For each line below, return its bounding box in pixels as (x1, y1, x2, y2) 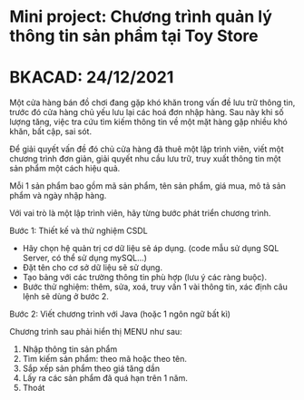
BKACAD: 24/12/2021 (9, 67, 174, 88)
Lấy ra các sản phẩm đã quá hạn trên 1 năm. (22, 373, 188, 384)
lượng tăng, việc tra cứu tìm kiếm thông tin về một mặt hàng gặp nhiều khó (9, 116, 288, 128)
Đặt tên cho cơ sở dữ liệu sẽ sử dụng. (22, 262, 163, 273)
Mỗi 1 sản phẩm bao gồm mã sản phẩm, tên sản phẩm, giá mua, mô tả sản (9, 180, 286, 191)
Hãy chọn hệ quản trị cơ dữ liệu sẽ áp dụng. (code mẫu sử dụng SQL (22, 243, 279, 254)
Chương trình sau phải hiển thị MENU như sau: (9, 327, 183, 337)
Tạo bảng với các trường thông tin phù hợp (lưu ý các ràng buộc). (22, 272, 268, 283)
